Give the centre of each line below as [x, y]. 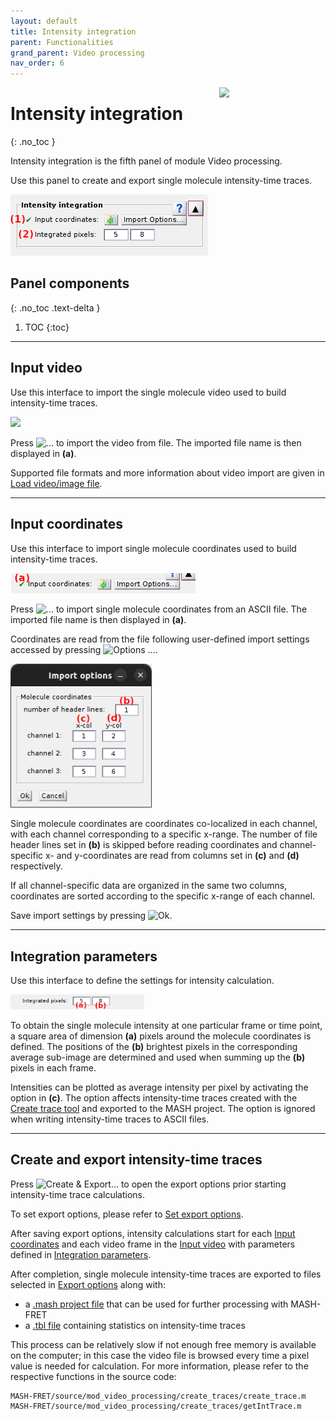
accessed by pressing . [84, 649]
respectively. [36, 866]
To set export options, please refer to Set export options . [127, 1214]
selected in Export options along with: [88, 1284]
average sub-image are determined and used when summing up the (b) [158, 1057]
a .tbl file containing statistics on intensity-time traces [135, 1325]
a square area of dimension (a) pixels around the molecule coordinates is [161, 1036]
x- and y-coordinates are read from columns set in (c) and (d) [172, 856]
